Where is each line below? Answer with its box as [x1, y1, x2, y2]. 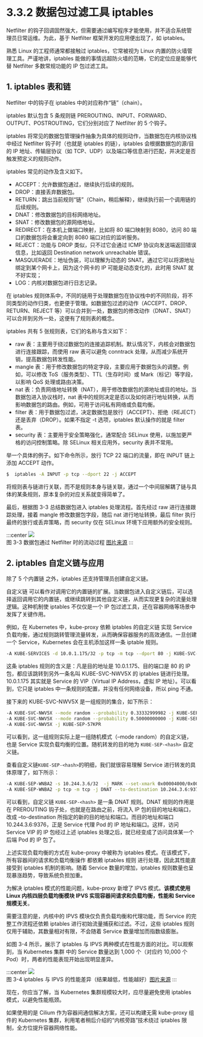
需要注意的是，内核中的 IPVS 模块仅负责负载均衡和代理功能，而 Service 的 [6, 912, 192, 920]
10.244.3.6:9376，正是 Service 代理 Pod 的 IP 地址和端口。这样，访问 [6, 821, 179, 828]
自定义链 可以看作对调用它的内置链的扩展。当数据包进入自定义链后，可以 [6, 588, 188, 595]
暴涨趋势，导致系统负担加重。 [11, 871, 86, 878]
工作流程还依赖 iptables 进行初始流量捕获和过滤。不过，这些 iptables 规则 [11, 920, 195, 927]
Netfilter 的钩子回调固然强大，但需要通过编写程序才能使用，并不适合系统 [6, 27, 187, 34]
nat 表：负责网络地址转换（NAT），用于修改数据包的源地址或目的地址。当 [14, 386, 197, 393]
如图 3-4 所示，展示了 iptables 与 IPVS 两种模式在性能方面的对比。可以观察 [6, 940, 194, 947]
